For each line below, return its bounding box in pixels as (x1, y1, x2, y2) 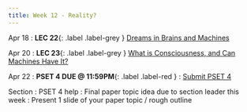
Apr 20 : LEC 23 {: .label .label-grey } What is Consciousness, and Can (8, 48, 236, 57)
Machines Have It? (8, 56, 69, 66)
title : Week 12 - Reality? (8, 11, 97, 20)
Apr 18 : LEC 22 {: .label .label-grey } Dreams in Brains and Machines (8, 33, 230, 42)
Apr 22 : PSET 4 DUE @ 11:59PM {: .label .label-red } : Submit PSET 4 (8, 71, 232, 81)
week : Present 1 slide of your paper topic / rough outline (8, 95, 193, 104)
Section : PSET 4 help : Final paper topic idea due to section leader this (8, 87, 239, 96)
